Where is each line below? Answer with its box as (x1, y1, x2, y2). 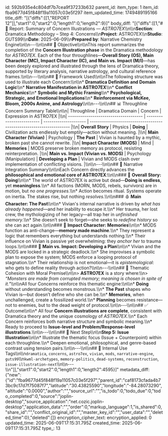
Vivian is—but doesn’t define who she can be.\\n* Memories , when (5, 291, 144, 297)
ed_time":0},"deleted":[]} (5, 414, 57, 420)
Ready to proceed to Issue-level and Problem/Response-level (5, 324, 135, 330)
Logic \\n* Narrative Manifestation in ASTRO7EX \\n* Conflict (5, 84, 133, 90)
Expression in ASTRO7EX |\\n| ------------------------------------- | (5, 113, 146, 119)
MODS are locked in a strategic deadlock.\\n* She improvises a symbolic (5, 249, 155, 255)
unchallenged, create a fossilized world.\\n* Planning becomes (5, 297, 136, 303)
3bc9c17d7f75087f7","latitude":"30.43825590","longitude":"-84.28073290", (5, 383, 162, 388)
